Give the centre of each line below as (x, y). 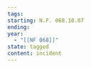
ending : (19, 27)
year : (15, 34)
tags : (15, 14)
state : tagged (28, 47)
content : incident (34, 54)
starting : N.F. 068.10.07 (45, 21)
